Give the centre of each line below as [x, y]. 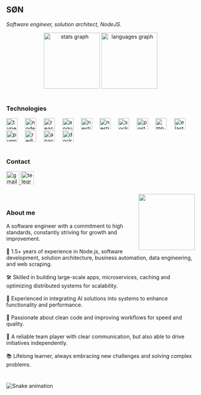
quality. [15, 324]
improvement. [23, 238]
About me [21, 213]
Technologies [26, 108]
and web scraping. [29, 264]
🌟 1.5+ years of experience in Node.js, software [65, 251]
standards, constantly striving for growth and [62, 232]
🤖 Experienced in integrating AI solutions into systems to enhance [87, 298]
